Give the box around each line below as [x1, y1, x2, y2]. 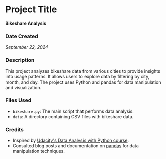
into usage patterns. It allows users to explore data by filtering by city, [5, 73, 150, 79]
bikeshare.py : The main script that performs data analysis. [12, 108, 134, 114]
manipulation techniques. [12, 148, 65, 154]
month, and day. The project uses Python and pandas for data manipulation [5, 79, 162, 85]
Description [5, 57, 35, 64]
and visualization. [5, 84, 42, 90]
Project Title [5, 4, 57, 15]
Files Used [5, 97, 32, 104]
